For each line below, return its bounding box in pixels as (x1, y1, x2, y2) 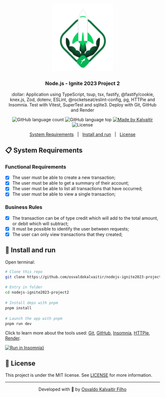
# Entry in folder (5, 285, 43, 290)
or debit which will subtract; (12, 221, 69, 227)
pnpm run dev (5, 321, 32, 326)
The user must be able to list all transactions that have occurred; (12, 186, 143, 192)
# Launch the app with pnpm (5, 316, 63, 321)
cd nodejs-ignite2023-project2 (5, 290, 69, 295)
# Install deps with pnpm (5, 300, 58, 305)
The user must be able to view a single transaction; (12, 191, 116, 197)
